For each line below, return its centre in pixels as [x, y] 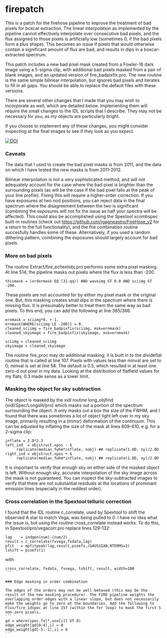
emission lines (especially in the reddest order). [54, 488]
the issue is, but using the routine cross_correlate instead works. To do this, [83, 523]
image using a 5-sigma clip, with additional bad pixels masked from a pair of [83, 69]
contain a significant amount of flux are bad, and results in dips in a [74, 49]
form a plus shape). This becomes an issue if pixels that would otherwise [80, 44]
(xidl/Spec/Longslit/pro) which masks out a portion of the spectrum [74, 405]
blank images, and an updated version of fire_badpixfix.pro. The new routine [83, 75]
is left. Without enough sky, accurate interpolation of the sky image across [81, 473]
